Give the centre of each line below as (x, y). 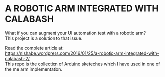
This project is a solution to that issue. (44, 38)
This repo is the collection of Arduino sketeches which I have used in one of (82, 64)
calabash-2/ (18, 58)
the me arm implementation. (34, 69)
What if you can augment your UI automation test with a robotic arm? (76, 33)
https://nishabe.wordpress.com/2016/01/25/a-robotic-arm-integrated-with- (82, 53)
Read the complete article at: (35, 48)
